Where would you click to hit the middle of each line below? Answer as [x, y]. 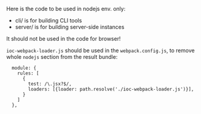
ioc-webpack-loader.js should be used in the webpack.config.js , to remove [101, 50]
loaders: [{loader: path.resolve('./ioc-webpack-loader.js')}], [111, 89]
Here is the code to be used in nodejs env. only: [66, 9]
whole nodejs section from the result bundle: [62, 57]
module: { [24, 68]
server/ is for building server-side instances [70, 27]
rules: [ [28, 73]
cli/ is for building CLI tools [48, 20]
